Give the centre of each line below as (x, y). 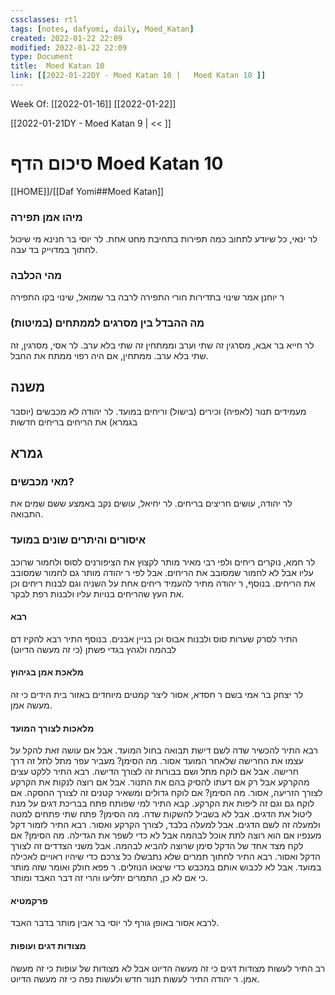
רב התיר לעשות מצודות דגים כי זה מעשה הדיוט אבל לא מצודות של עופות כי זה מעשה (168, 968)
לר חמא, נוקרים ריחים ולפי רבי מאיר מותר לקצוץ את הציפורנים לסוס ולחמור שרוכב (163, 562)
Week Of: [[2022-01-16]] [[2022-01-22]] (93, 103)
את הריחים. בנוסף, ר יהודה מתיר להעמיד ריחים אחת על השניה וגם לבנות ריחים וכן (163, 583)
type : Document (42, 57)
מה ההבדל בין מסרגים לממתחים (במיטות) (107, 323)
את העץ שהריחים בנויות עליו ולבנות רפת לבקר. (97, 593)
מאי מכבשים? (42, 481)
